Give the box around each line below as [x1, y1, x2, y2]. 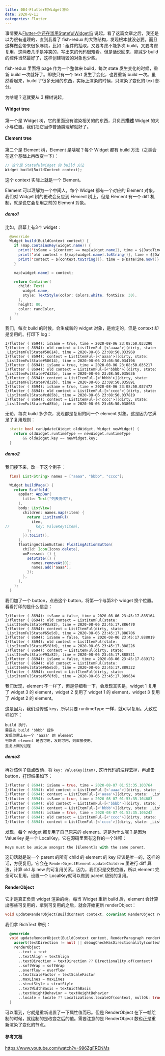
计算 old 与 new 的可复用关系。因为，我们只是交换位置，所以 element [13, 867, 154, 873]
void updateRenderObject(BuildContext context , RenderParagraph [9, 935, 144, 941]
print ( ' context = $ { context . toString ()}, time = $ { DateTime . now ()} [18, 257, 160, 262]
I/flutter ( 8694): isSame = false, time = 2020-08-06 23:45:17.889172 [5, 656, 155, 662]
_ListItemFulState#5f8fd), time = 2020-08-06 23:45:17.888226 [5, 643, 135, 648]
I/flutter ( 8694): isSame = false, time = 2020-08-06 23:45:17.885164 [5, 613, 155, 618]
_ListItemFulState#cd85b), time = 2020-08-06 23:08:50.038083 [5, 401, 135, 406]
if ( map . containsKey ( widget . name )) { [14, 243, 91, 248]
